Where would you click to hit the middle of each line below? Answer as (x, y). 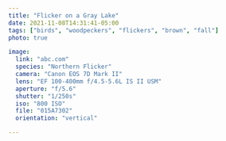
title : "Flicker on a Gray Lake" (64, 15)
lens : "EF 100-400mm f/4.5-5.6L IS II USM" (88, 81)
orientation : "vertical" (56, 118)
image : (19, 52)
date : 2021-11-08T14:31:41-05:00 (64, 23)
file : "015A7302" (44, 111)
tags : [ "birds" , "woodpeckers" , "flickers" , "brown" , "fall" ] (113, 30)
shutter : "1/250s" (46, 96)
